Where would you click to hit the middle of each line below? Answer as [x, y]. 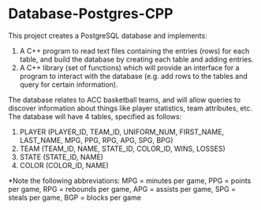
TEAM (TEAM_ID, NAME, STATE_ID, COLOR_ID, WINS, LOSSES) [123, 148]
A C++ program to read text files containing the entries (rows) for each [134, 51]
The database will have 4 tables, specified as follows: [95, 116]
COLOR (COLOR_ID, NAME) [64, 165]
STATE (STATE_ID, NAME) [62, 157]
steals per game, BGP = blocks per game [75, 197]
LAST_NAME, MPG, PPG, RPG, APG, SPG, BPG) [96, 140]
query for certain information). [69, 84]
